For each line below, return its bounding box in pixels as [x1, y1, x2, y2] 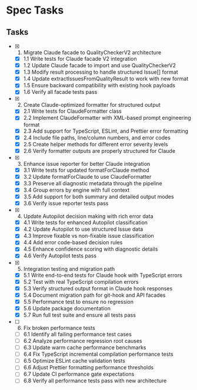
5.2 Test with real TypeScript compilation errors [23, 278, 139, 285]
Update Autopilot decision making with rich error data [23, 213, 153, 220]
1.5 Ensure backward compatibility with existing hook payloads [23, 82, 175, 89]
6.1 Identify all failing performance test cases [23, 330, 132, 337]
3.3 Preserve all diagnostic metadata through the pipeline [23, 179, 163, 186]
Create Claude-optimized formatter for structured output [23, 101, 161, 109]
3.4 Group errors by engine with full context [23, 186, 130, 194]
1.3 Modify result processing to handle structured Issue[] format [23, 68, 178, 76]
